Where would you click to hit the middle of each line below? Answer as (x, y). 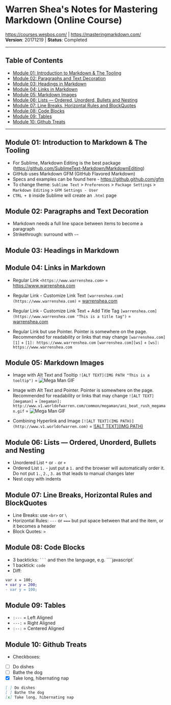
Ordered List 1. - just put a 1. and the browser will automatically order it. (89, 468)
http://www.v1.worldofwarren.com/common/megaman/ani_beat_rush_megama (89, 406)
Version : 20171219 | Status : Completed (46, 40)
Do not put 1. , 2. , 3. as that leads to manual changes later (74, 473)
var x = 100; (19, 580)
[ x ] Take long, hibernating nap (39, 697)
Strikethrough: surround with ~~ (46, 234)
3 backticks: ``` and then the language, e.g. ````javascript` (73, 560)
